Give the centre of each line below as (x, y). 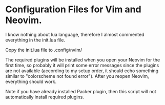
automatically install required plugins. (45, 97)
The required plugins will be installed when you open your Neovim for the (83, 59)
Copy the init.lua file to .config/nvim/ (44, 50)
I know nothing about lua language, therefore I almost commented (75, 34)
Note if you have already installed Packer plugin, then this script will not (81, 91)
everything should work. (31, 81)
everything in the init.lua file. (35, 40)
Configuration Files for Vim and (74, 9)
